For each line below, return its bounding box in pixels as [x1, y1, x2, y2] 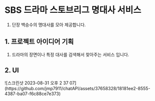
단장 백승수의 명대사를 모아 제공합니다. [11, 22, 86, 28]
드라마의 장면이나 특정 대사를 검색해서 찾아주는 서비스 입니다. [11, 51, 129, 57]
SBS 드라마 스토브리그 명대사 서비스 [4, 4, 142, 16]
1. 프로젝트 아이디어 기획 [4, 37, 74, 46]
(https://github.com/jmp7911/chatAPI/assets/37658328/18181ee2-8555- [4, 85, 151, 91]
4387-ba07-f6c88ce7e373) [4, 91, 61, 97]
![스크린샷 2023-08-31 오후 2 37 [4, 80, 69, 86]
